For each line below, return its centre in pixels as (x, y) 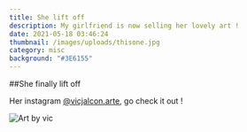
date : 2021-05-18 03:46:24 (59, 34)
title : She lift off (47, 17)
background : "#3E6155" (51, 58)
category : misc (37, 50)
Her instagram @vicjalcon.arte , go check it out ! (96, 101)
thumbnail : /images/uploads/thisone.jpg (85, 42)
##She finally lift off (45, 84)
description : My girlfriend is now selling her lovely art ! (124, 26)
